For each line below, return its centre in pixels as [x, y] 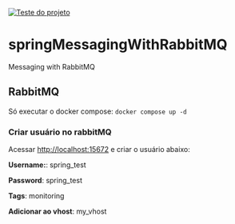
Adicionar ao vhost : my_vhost [58, 211]
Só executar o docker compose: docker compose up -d [98, 111]
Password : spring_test [45, 181]
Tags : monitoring [36, 196]
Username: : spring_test [47, 165]
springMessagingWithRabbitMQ [118, 45]
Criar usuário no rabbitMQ [60, 132]
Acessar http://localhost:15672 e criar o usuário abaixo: [99, 150]
